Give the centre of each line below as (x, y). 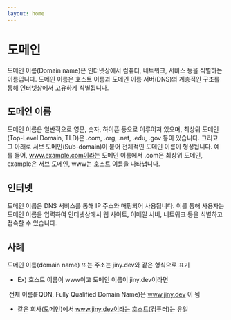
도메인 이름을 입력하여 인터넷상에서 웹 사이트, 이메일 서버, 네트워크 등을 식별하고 (115, 214)
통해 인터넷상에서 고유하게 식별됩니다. (58, 88)
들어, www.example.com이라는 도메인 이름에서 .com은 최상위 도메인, (108, 156)
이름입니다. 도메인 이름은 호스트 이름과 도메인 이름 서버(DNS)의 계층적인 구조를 (113, 79)
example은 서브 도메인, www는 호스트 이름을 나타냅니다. (84, 164)
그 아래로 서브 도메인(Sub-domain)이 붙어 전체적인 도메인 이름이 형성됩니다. (110, 147)
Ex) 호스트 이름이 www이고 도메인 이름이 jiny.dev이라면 (93, 280)
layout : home (26, 13)
